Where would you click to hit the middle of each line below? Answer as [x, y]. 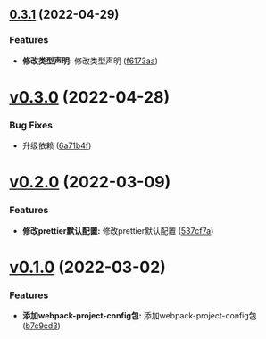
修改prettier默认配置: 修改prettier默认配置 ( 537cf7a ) [118, 230]
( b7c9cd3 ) [41, 326]
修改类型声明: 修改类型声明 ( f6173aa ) [90, 61]
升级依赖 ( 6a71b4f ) [57, 145]
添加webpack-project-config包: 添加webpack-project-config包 [139, 316]
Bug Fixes [31, 125]
